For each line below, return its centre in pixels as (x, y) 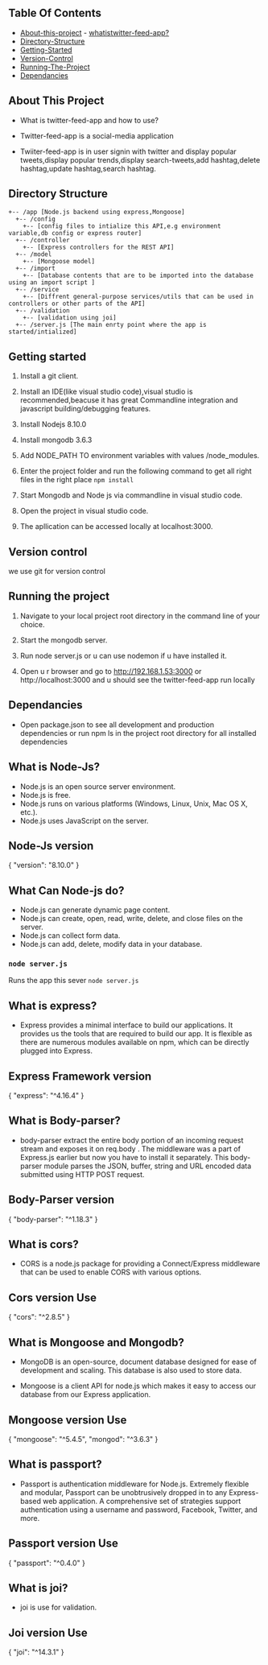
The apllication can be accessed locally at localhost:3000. (116, 527)
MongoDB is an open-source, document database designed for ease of (138, 1362)
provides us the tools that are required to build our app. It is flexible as (136, 1034)
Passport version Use (64, 1544)
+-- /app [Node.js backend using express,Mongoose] (97, 213)
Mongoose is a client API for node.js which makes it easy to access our (138, 1386)
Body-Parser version (62, 1200)
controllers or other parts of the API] (77, 304)
